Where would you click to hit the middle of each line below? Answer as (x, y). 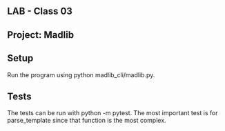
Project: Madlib (41, 35)
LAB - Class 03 (40, 11)
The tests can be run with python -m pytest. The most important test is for (112, 113)
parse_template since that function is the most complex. (87, 121)
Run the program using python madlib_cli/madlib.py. (81, 74)
